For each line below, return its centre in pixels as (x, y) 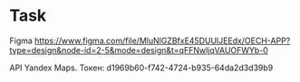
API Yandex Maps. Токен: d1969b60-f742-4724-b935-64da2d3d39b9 (141, 68)
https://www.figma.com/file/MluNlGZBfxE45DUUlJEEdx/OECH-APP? (163, 41)
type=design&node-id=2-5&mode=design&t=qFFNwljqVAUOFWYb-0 (139, 50)
